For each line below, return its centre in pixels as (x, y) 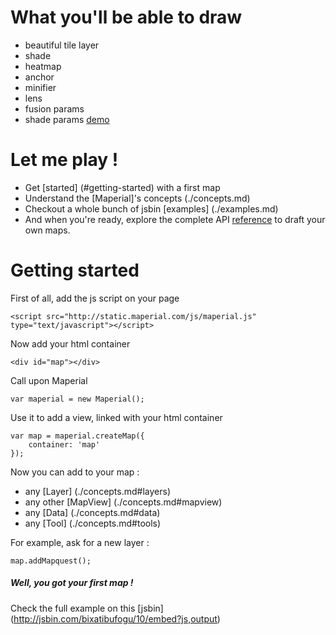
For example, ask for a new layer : (80, 542)
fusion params (54, 108)
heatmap (43, 66)
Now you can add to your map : (75, 472)
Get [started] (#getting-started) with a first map (122, 187)
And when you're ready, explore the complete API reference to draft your (175, 219)
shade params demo (67, 119)
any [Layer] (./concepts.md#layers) (97, 491)
